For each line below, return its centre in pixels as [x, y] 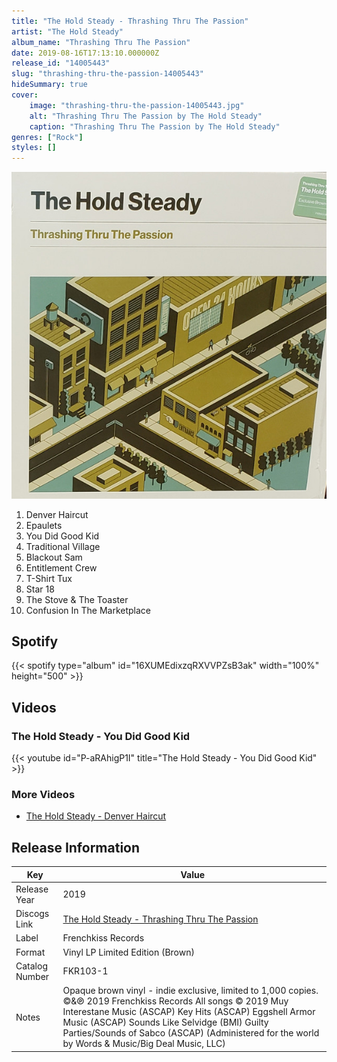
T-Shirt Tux [49, 578]
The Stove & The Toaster [77, 599]
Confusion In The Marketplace [88, 610]
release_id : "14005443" [61, 63]
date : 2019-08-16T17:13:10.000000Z [85, 53]
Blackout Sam [54, 557]
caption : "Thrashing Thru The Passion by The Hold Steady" [155, 126]
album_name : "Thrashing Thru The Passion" [101, 42]
